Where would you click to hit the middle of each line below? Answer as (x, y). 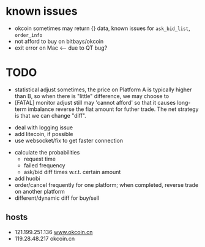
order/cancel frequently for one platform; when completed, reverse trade (106, 184)
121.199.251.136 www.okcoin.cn (54, 232)
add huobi (27, 178)
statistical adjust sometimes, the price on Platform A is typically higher (103, 89)
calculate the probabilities (47, 152)
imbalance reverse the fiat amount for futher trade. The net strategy (113, 109)
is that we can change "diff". (50, 115)
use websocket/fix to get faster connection (69, 140)
